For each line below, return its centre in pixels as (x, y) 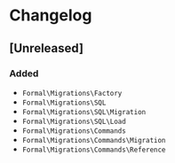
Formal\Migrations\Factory (72, 93)
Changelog (51, 16)
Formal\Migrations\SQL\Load (74, 121)
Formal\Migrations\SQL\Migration (84, 112)
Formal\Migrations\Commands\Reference (94, 150)
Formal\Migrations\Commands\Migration (94, 140)
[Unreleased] (47, 48)
